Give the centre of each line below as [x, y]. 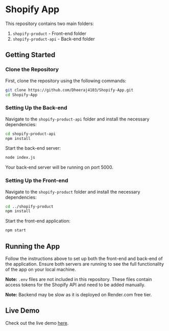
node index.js [20, 158]
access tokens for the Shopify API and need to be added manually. [75, 285]
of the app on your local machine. [41, 270]
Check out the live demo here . [37, 323]
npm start [16, 230]
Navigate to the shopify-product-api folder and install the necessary [77, 119]
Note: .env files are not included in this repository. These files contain [79, 279]
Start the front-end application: [38, 221]
